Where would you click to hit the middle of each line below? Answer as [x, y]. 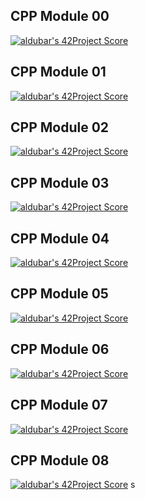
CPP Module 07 [59, 405]
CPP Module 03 [60, 182]
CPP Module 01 [58, 72]
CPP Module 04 [60, 238]
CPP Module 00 [60, 16]
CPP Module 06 [60, 349]
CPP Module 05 [59, 294]
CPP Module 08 [60, 460]
